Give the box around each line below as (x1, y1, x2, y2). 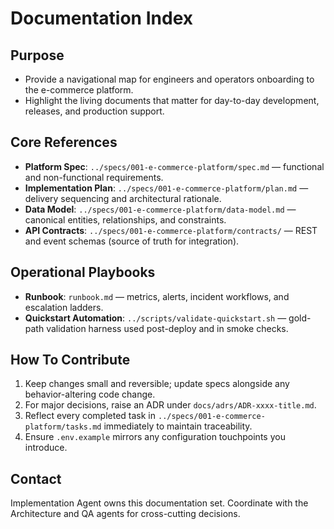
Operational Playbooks (10, 264, 156, 281)
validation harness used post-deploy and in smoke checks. (46, 322, 289, 334)
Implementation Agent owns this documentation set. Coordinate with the (10, 497, 309, 509)
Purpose (10, 47, 65, 64)
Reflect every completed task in (24, 410, 157, 422)
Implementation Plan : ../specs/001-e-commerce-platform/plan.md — (24, 182, 309, 194)
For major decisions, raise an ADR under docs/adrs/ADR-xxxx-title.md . (24, 399, 317, 411)
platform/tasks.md (24, 422, 102, 432)
